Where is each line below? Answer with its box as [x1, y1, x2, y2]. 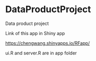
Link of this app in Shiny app [5, 30, 65, 36]
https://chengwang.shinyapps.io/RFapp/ [5, 40, 90, 46]
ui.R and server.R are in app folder [5, 50, 77, 56]
